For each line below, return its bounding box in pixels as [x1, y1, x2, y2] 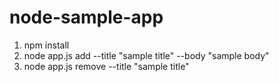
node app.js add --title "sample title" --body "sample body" [23, 49, 270, 61]
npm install [23, 39, 70, 51]
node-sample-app [9, 6, 164, 29]
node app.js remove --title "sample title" [23, 60, 190, 72]
